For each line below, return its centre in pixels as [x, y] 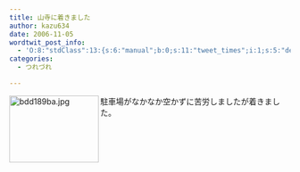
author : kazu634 [39, 26]
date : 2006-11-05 [42, 34]
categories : [31, 59]
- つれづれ [34, 68]
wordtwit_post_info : [48, 42]
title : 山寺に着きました [50, 17]
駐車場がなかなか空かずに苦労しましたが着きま [186, 101]
